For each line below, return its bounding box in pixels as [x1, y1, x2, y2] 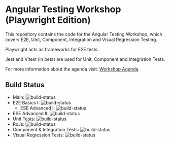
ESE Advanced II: [12, 110, 49, 116]
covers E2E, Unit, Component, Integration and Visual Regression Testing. [5, 37, 157, 43]
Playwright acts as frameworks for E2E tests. [5, 46, 99, 52]
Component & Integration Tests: [12, 126, 80, 132]
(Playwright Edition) [5, 14, 91, 26]
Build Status [5, 81, 45, 89]
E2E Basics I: [12, 99, 40, 105]
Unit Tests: [12, 116, 36, 122]
